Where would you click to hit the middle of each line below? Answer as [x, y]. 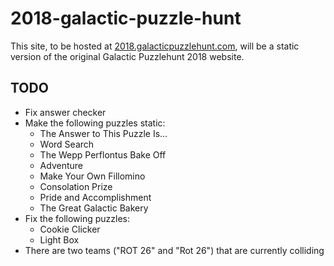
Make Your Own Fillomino [92, 176]
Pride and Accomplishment [95, 197]
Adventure [61, 165]
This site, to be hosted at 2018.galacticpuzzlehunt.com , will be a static [155, 46]
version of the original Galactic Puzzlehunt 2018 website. [127, 56]
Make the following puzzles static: [95, 123]
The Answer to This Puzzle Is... [103, 133]
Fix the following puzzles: [77, 218]
